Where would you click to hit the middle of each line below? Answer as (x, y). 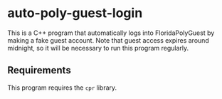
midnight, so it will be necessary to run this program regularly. (98, 48)
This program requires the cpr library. (62, 88)
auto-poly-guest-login (75, 13)
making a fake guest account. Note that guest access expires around (109, 40)
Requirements (39, 70)
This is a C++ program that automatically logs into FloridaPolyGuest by (111, 33)
